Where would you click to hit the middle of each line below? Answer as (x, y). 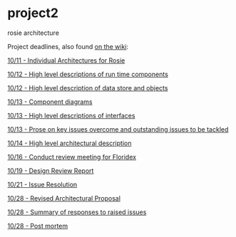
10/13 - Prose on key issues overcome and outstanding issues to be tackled (118, 129)
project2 (33, 13)
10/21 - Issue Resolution (42, 184)
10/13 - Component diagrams (50, 102)
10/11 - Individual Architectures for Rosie (66, 60)
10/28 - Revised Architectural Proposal (64, 198)
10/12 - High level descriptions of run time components (88, 74)
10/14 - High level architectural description (70, 143)
